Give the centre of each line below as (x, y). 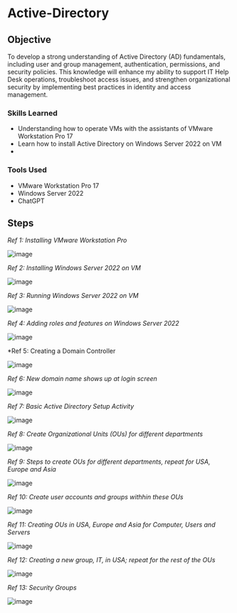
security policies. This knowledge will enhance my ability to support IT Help (118, 72)
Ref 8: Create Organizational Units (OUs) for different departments (105, 434)
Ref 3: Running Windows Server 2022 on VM (73, 296)
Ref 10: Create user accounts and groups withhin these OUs (95, 497)
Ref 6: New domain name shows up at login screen (83, 379)
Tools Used (27, 170)
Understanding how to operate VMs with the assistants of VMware (115, 129)
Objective (30, 40)
